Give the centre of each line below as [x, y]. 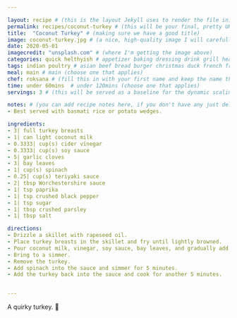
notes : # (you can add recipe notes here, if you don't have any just [113, 105]
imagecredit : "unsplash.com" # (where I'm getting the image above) [110, 53]
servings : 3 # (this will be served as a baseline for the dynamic [109, 92]
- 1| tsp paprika [33, 190]
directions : [25, 229]
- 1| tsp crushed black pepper [53, 196]
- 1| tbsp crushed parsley [47, 209]
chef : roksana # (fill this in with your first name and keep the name [115, 79]
